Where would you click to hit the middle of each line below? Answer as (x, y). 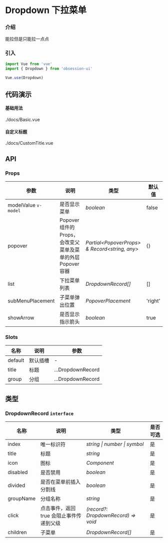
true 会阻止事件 (58, 515)
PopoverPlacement (108, 301)
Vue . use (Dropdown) (24, 78)
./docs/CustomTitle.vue (29, 143)
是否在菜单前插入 (60, 482)
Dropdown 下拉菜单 (46, 10)
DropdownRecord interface (39, 413)
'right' (153, 301)
